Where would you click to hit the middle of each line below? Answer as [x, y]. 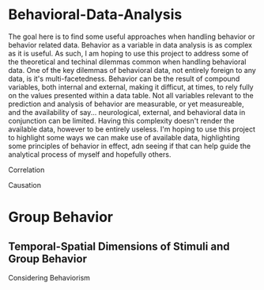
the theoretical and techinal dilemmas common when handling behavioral [127, 62]
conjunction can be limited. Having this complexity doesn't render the [121, 120]
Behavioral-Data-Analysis [95, 15]
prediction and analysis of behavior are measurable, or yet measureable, [126, 104]
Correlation [26, 170]
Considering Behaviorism [49, 277]
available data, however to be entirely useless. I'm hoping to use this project [132, 129]
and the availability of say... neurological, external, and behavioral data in [127, 112]
